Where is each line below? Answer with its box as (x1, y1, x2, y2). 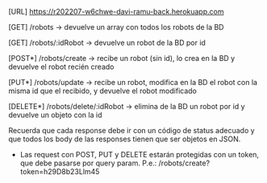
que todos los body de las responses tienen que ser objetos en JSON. (8, 134, 241, 144)
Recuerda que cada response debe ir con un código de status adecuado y (8, 126, 256, 135)
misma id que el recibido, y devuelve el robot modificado (8, 86, 198, 96)
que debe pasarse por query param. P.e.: (19, 158, 157, 168)
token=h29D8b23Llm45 (19, 167, 100, 176)
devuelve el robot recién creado (8, 62, 115, 71)
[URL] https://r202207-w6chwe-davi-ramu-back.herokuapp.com (8, 7, 224, 16)
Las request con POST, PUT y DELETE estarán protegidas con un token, (19, 150, 260, 159)
